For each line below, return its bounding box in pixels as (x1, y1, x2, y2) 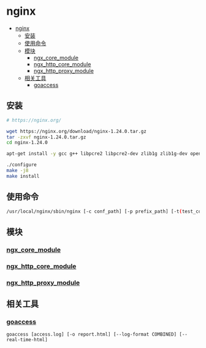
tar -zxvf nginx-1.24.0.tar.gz (6, 134, 86, 140)
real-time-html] (6, 337, 48, 343)
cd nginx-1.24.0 (6, 140, 48, 146)
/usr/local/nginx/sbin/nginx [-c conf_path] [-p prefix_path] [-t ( (6, 208, 183, 214)
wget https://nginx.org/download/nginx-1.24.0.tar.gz (6, 128, 147, 134)
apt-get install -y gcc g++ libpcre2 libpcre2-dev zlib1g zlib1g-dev (6, 151, 188, 157)
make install (6, 173, 40, 179)
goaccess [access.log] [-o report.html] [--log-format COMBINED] (6, 331, 177, 338)
